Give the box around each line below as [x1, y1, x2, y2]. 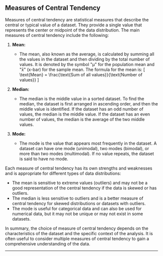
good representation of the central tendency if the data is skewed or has [12, 185, 157, 191]
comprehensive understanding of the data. [5, 240, 91, 247]
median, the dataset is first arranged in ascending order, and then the [19, 101, 159, 106]
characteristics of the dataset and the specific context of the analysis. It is [5, 230, 153, 236]
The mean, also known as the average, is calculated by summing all [19, 51, 154, 57]
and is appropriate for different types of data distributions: [5, 170, 121, 176]
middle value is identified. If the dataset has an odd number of [19, 106, 144, 112]
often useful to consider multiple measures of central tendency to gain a [5, 236, 149, 241]
